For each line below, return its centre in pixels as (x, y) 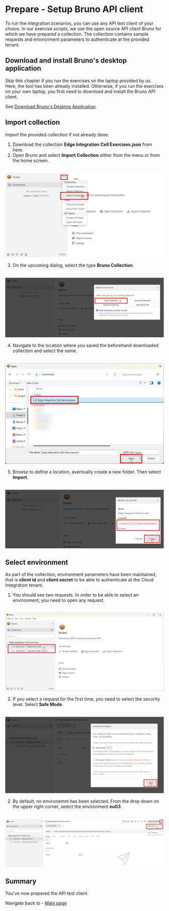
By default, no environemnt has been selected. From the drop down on (86, 801)
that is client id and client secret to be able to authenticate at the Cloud (79, 580)
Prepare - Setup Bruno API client (74, 9)
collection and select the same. (45, 351)
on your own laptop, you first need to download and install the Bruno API (80, 91)
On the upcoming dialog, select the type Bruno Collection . (73, 265)
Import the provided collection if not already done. (57, 134)
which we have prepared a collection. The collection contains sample (77, 34)
